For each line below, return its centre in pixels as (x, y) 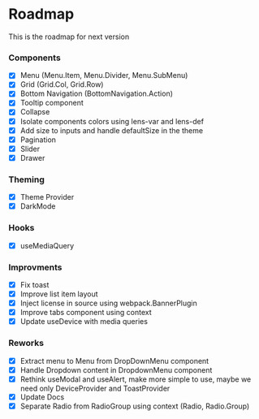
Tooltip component (52, 103)
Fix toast (35, 284)
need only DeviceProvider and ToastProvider (95, 388)
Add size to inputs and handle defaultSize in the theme (112, 130)
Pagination (38, 140)
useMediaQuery (47, 245)
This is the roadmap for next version (69, 37)
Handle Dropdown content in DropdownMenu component (116, 369)
